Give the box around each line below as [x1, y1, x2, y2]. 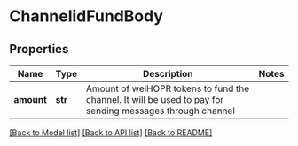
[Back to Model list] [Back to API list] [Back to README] [9, 127, 213, 138]
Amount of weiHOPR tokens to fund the [85, 82, 250, 95]
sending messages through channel [85, 104, 235, 117]
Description [142, 68, 193, 80]
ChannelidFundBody [9, 6, 164, 27]
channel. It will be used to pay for [85, 94, 224, 105]
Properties [9, 42, 69, 57]
